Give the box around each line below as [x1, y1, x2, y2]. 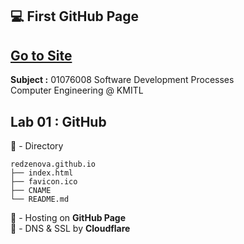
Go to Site [10, 47, 73, 64]
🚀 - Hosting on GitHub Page [10, 212, 127, 224]
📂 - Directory [10, 140, 64, 152]
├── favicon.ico [10, 177, 78, 187]
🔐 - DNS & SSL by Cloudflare [10, 223, 131, 235]
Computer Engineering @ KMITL [10, 84, 144, 97]
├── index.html [10, 168, 74, 178]
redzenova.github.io [10, 159, 97, 170]
